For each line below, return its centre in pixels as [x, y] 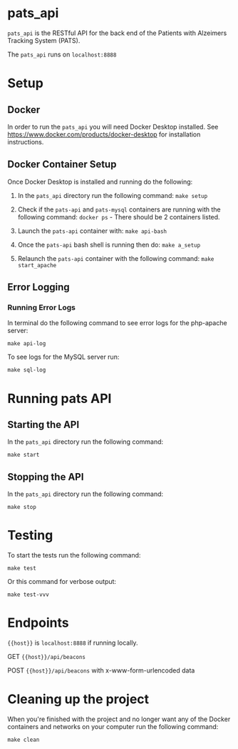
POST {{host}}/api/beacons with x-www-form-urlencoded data [101, 670]
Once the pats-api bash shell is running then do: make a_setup [109, 244]
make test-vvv [29, 595]
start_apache [37, 265]
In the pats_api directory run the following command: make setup [113, 195]
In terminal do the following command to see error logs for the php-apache [117, 323]
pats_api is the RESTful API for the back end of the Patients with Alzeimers [117, 33]
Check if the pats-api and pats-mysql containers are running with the [119, 209]
